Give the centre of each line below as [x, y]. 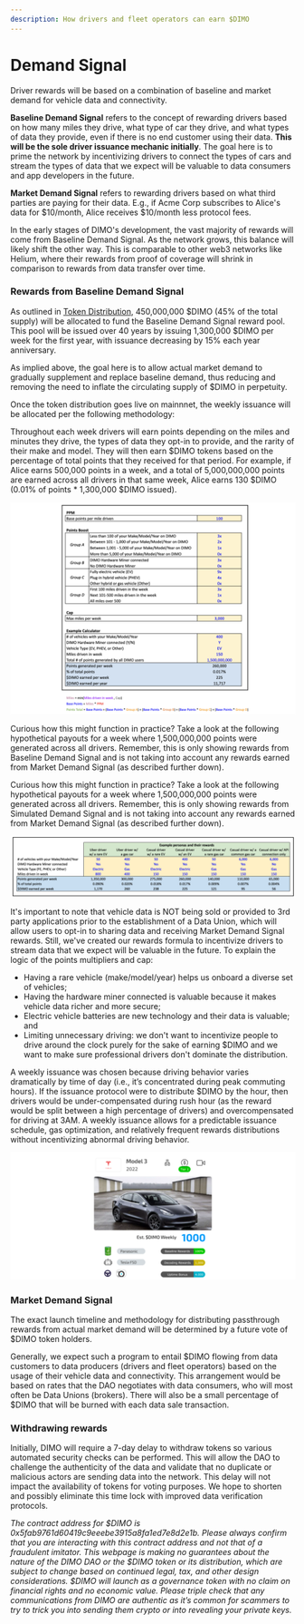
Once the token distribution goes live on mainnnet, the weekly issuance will [151, 404]
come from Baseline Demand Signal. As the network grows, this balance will [152, 239]
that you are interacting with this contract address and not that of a [137, 1542]
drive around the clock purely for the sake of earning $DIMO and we [151, 1045]
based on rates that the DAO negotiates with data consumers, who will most [152, 1385]
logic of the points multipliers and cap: [82, 960]
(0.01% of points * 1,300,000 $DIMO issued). [94, 489]
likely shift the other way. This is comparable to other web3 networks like [147, 248]
